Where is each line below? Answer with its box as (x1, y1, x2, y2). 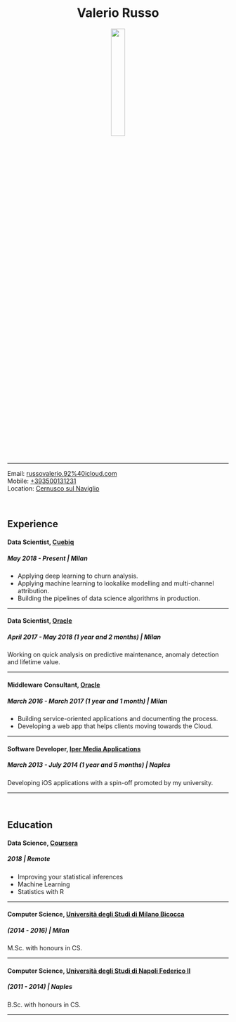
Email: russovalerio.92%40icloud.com (7, 469, 117, 477)
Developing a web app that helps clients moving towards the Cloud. (17, 722, 213, 730)
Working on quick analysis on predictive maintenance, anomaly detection (7, 650, 219, 659)
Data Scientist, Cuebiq (7, 538, 74, 546)
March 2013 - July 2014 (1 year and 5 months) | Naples (7, 761, 171, 769)
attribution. (17, 586, 50, 595)
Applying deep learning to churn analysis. (17, 571, 138, 580)
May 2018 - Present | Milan (7, 554, 88, 562)
